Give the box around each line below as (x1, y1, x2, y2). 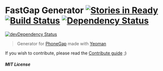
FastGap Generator (5, 5, 84, 16)
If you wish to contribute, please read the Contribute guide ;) (5, 50, 127, 56)
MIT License (5, 61, 31, 67)
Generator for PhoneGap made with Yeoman (17, 40, 106, 46)
